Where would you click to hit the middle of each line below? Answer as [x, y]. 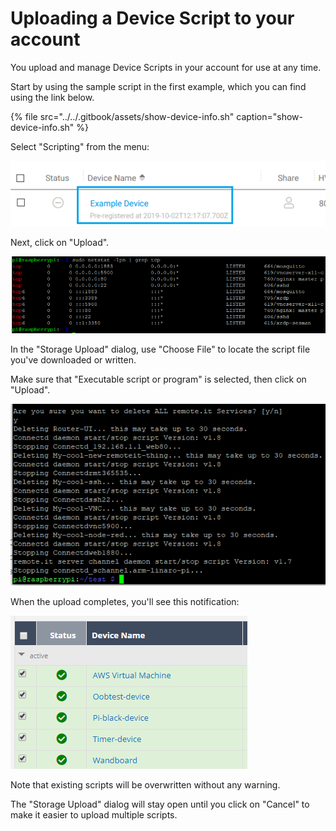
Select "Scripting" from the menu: [80, 146]
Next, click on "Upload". [60, 243]
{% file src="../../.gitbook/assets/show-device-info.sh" [122, 116]
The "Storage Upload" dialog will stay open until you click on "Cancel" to [160, 804]
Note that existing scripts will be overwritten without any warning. [145, 784]
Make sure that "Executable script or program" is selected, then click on [158, 379]
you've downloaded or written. [73, 359]
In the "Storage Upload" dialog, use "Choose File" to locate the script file [160, 349]
